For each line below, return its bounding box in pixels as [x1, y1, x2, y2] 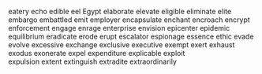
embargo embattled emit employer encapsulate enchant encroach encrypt [8, 15, 250, 24]
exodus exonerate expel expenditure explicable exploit [8, 49, 185, 57]
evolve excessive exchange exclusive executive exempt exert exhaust [8, 40, 235, 50]
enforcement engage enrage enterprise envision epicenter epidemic [8, 24, 230, 32]
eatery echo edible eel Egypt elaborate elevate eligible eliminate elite [8, 7, 232, 16]
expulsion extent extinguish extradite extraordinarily [8, 57, 178, 66]
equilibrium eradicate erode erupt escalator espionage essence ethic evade [8, 31, 254, 41]
